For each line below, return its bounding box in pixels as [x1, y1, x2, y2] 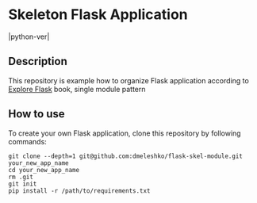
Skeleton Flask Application [8, 6, 188, 24]
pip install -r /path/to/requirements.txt [8, 186, 151, 195]
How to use [8, 107, 65, 121]
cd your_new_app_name [8, 166, 80, 174]
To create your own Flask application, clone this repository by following [8, 128, 241, 138]
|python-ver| [8, 32, 50, 41]
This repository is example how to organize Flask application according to [8, 75, 250, 85]
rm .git [8, 173, 34, 181]
